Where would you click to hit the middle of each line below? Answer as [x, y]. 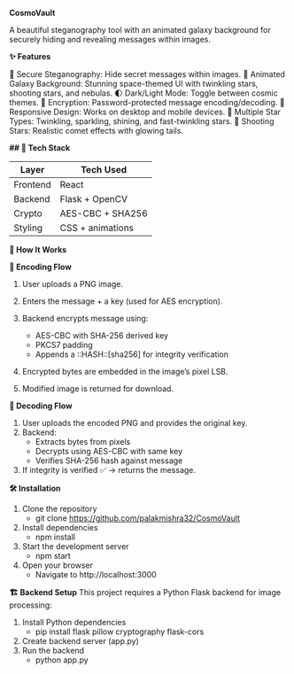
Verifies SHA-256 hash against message [109, 461]
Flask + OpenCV [94, 199]
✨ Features [30, 56]
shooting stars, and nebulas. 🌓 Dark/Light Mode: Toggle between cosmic [144, 93]
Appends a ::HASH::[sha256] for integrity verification [132, 354]
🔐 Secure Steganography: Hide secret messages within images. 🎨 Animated [147, 74]
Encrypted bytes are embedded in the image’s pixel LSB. [125, 372]
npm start [53, 556]
